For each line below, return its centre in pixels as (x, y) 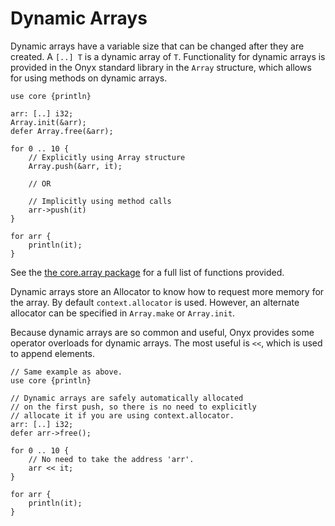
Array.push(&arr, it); (75, 166)
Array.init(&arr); (48, 122)
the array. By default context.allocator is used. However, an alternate (155, 302)
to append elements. (53, 353)
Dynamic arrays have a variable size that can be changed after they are (157, 46)
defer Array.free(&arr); (62, 131)
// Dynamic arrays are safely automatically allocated (127, 398)
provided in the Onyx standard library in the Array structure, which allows (161, 67)
